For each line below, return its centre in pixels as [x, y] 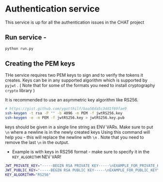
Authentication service [52, 9]
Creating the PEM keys [40, 64]
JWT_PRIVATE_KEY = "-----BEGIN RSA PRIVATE [48, 166]
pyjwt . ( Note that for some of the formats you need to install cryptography [80, 85]
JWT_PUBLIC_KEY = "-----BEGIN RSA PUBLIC [45, 170]
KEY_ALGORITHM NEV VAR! [37, 157]
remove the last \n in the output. [37, 142]
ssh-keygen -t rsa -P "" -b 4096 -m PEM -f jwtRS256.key [64, 113]
